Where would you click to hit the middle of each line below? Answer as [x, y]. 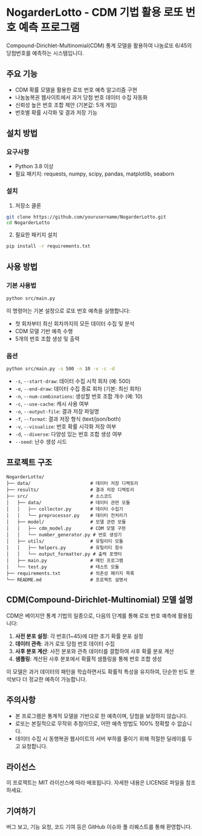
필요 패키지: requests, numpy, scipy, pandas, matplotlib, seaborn [95, 174]
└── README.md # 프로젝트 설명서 [67, 580]
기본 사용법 [21, 285]
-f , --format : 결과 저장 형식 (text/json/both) [68, 419]
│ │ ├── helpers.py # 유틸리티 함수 [65, 548]
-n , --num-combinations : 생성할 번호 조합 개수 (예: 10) [79, 397]
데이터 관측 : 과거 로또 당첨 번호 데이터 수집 [65, 643]
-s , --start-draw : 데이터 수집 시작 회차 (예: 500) [73, 381]
